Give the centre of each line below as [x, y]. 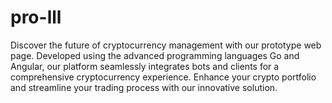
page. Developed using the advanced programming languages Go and [155, 55]
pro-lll [36, 17]
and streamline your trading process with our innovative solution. [144, 87]
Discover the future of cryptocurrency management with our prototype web [166, 45]
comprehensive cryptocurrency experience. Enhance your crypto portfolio [163, 77]
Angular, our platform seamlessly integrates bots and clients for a [145, 66]
